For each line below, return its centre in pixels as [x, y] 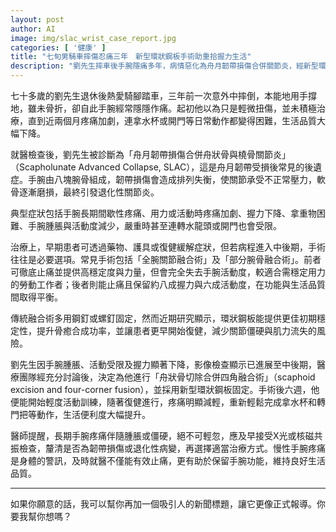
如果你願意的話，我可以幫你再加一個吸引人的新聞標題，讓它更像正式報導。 [163, 504]
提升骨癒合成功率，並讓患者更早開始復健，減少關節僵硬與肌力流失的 [176, 330]
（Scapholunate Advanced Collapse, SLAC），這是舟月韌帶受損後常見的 [157, 167]
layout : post [37, 19]
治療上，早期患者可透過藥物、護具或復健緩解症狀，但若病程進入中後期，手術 [168, 247]
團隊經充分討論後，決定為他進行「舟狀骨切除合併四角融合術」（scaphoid [167, 377]
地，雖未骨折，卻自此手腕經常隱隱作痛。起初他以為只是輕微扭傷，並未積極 [163, 108]
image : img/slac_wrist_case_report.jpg [93, 38]
